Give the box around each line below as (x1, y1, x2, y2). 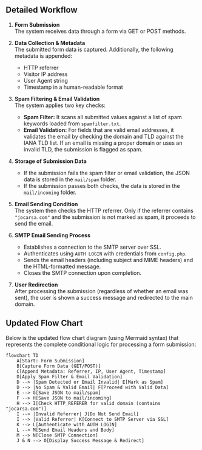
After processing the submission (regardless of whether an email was (14, 287, 189, 294)
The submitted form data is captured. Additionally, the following (14, 46, 173, 53)
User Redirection (14, 281, 58, 288)
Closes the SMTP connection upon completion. (23, 269, 142, 276)
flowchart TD (5, 352, 39, 358)
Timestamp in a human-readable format (23, 83, 123, 91)
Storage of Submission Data (14, 157, 87, 165)
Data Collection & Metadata (14, 39, 86, 46)
